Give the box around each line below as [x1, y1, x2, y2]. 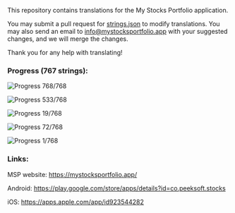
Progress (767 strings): [7, 66, 88, 75]
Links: [7, 154, 29, 164]
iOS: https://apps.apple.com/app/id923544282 [7, 197, 145, 206]
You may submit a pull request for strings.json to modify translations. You [7, 20, 220, 28]
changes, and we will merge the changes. [7, 35, 128, 43]
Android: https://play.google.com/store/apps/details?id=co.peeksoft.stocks [7, 183, 226, 193]
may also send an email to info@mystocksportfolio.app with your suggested [7, 28, 228, 35]
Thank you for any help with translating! [7, 49, 123, 56]
